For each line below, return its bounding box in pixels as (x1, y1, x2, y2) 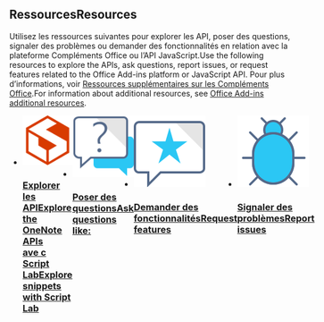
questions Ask (72, 201, 134, 214)
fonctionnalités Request (133, 212, 238, 225)
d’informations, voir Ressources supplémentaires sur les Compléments (9, 78, 270, 89)
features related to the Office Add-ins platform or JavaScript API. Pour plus (9, 69, 286, 80)
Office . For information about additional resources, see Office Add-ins (9, 88, 265, 98)
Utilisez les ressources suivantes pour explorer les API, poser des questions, (9, 30, 291, 41)
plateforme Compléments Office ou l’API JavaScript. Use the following (9, 49, 264, 61)
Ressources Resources (9, 7, 137, 22)
